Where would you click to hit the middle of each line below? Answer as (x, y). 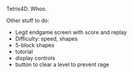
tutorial (24, 52)
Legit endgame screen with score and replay (71, 32)
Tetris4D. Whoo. (27, 9)
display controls (35, 58)
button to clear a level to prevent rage (62, 64)
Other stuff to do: (28, 20)
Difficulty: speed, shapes (46, 39)
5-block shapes (35, 45)
